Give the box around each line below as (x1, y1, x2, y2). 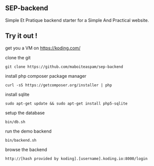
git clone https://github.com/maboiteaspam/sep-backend (5, 64, 123, 69)
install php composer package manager (5, 73, 87, 79)
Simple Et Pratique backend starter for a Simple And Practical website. (5, 17, 149, 23)
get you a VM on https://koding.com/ (5, 45, 80, 51)
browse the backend (5, 147, 47, 153)
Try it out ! (5, 32, 38, 40)
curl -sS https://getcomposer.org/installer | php (5, 82, 112, 88)
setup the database (5, 110, 45, 116)
